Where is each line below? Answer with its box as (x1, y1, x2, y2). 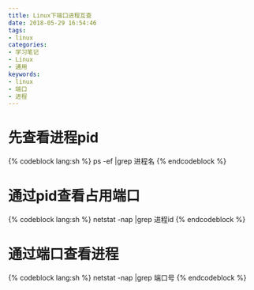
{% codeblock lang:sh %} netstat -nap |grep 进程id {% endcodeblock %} (8, 215, 246, 224)
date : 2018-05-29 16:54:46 (8, 19, 97, 27)
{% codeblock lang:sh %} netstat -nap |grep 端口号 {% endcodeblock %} (8, 273, 247, 283)
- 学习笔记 (8, 48, 39, 56)
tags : (8, 26, 26, 34)
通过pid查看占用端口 (8, 187, 140, 205)
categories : (8, 41, 47, 49)
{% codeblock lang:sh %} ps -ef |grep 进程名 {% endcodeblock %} (8, 156, 227, 166)
